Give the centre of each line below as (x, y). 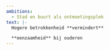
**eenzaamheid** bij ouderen (47, 38)
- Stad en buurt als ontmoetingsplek (58, 17)
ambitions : (19, 11)
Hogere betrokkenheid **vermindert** (58, 28)
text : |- (17, 22)
